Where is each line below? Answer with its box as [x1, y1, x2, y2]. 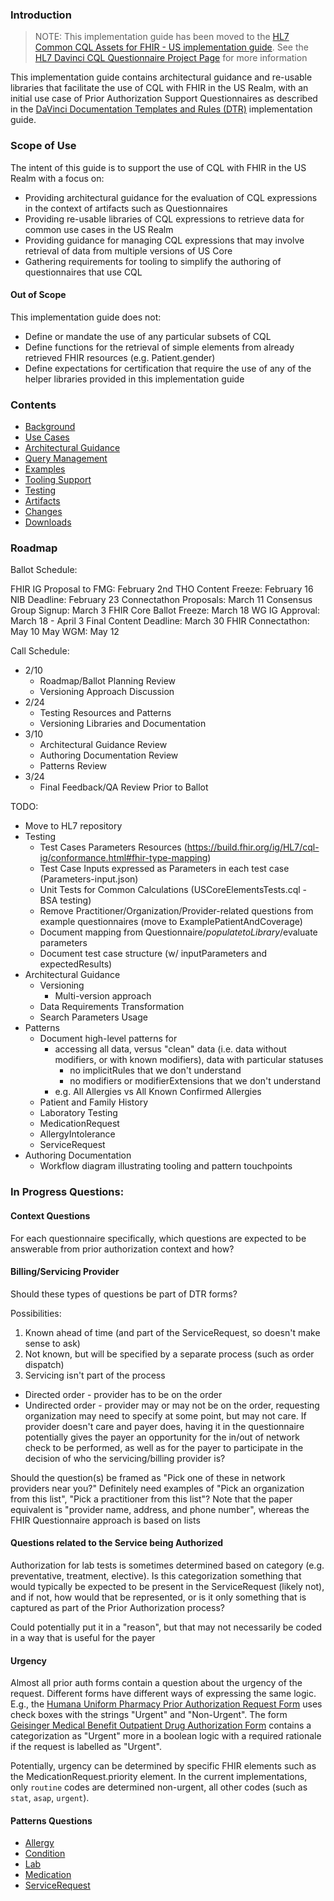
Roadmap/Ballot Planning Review [39, 675, 177, 687]
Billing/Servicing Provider [10, 1266, 120, 1278]
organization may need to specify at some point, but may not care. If [24, 1409, 307, 1422]
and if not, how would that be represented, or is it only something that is [10, 1591, 307, 1603]
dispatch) [24, 1358, 65, 1370]
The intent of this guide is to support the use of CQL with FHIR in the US [10, 161, 307, 173]
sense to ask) [24, 1337, 81, 1349]
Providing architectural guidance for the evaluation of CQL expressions [24, 191, 318, 203]
